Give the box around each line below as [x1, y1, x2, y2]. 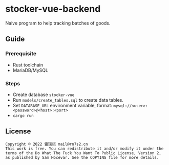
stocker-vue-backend [5, 3, 101, 15]
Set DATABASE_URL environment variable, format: [12, 102, 113, 108]
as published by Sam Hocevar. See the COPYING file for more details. [5, 155, 159, 160]
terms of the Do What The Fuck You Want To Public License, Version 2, [5, 150, 161, 156]
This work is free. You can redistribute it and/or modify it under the [5, 146, 164, 151]
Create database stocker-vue [12, 91, 75, 98]
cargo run [12, 113, 34, 118]
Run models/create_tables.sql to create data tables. [12, 97, 124, 103]
